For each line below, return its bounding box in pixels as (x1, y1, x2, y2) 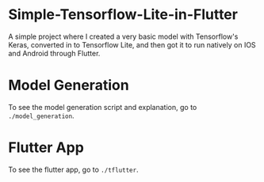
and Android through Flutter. (8, 48, 101, 58)
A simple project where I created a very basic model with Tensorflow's (8, 32, 239, 41)
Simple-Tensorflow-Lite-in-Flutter (8, 6, 238, 24)
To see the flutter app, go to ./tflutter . (8, 165, 139, 174)
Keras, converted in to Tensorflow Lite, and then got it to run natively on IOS (8, 40, 256, 49)
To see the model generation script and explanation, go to (8, 102, 197, 112)
